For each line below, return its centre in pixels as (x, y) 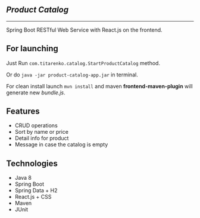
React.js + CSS (33, 197)
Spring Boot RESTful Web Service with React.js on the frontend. (84, 30)
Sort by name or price (41, 132)
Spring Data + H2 (36, 191)
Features (23, 111)
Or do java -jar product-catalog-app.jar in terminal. (72, 75)
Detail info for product (42, 138)
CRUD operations (36, 125)
